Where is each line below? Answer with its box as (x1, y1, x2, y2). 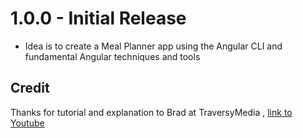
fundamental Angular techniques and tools (24, 50, 201, 62)
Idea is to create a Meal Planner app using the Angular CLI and (24, 40, 283, 52)
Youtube (10, 117, 45, 129)
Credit (10, 80, 50, 97)
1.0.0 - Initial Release (10, 7, 187, 30)
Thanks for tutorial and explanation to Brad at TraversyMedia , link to (10, 106, 293, 118)
